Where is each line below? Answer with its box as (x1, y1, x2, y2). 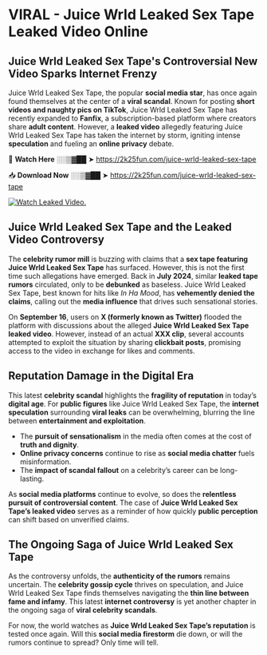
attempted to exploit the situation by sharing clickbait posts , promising (8, 337, 241, 347)
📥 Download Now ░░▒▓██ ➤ (8, 170, 109, 180)
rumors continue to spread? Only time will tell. (8, 637, 159, 648)
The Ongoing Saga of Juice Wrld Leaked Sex (8, 538, 234, 552)
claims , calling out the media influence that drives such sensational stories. (8, 296, 258, 306)
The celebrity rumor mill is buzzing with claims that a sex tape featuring (8, 254, 249, 264)
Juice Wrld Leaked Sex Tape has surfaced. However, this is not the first (8, 262, 245, 272)
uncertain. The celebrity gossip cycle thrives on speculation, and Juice (8, 580, 244, 589)
